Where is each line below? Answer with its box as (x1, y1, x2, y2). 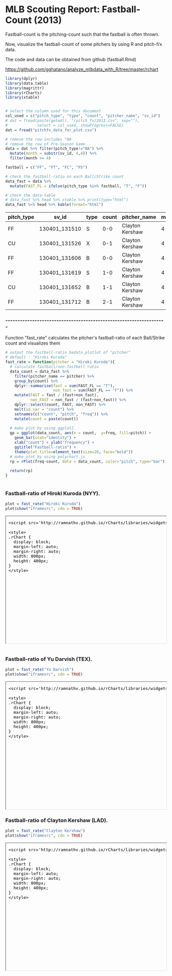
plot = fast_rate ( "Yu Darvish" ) (5, 667, 74, 672)
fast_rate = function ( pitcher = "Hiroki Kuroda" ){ (5, 360, 115, 365)
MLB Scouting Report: (5, 4, 100, 15)
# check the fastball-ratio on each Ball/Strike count (5, 174, 124, 179)
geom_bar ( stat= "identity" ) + (14, 435, 76, 441)
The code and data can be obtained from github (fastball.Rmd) (5, 56, 136, 62)
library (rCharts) (5, 90, 42, 95)
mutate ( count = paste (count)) (14, 416, 79, 421)
